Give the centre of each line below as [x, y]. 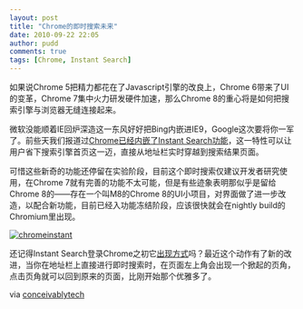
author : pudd [34, 43]
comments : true [38, 52]
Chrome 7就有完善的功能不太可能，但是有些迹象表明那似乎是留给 [155, 182]
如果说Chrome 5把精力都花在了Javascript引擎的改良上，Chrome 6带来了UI [149, 87]
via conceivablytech [47, 294]
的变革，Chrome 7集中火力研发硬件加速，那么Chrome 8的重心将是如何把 [146, 98]
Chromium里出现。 [45, 216]
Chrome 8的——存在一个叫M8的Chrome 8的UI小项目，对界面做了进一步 [144, 194]
